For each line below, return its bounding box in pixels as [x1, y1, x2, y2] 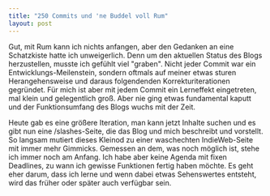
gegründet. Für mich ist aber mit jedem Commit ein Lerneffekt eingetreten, [8, 84, 257, 94]
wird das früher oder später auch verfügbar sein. [8, 177, 172, 187]
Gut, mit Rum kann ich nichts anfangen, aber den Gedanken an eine [8, 41, 234, 51]
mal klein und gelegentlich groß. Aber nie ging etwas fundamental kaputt [8, 93, 251, 103]
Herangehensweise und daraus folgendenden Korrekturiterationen [8, 76, 230, 86]
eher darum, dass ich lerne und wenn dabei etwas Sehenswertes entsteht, [8, 169, 257, 179]
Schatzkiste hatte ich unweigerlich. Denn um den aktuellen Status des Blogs [8, 50, 263, 60]
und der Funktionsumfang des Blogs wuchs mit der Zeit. [8, 102, 196, 112]
